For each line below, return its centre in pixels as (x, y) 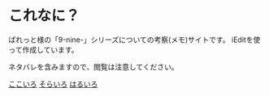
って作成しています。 (43, 49)
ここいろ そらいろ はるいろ (53, 84)
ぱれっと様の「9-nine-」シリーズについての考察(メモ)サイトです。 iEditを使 (134, 40)
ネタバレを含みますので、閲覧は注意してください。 (93, 67)
